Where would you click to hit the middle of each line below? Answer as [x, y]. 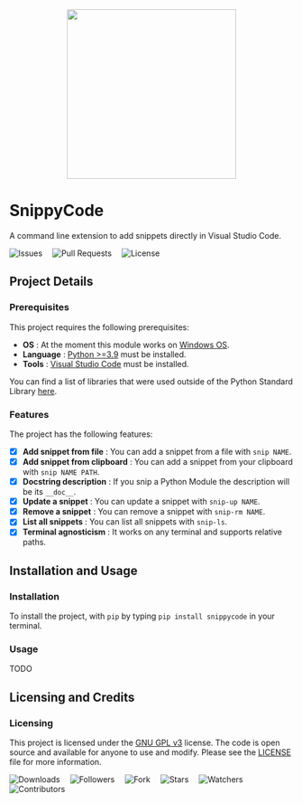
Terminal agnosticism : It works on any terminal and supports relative [152, 532]
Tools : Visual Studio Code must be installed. [105, 364]
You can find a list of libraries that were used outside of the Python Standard [151, 381]
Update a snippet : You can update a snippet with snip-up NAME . [141, 502]
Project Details [51, 282]
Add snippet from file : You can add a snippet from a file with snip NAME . [157, 451]
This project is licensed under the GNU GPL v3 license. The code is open [145, 743]
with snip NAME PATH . [61, 472]
